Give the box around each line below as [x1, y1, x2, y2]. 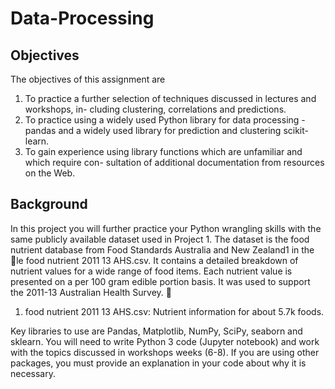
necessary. [10, 367, 57, 379]
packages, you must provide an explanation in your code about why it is [10, 357, 307, 369]
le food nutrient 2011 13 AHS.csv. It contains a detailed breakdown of [16, 254, 299, 266]
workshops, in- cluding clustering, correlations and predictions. [24, 103, 287, 115]
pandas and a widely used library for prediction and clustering [24, 125, 282, 136]
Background [10, 196, 88, 213]
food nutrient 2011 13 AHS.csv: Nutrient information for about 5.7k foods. [24, 305, 325, 317]
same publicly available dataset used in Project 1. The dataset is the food [10, 233, 310, 245]
